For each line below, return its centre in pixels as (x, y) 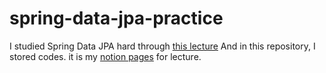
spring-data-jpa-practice (116, 18)
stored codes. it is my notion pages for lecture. (105, 56)
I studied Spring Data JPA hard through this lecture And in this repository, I (162, 46)
